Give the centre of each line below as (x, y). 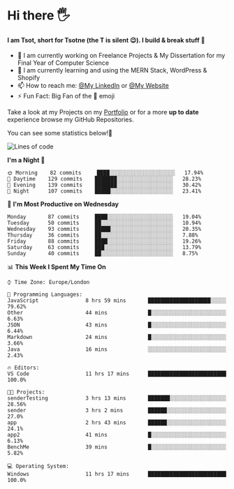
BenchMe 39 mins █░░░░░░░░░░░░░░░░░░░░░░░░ (117, 447)
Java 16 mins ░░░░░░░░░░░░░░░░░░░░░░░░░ (117, 349)
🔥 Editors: (23, 368)
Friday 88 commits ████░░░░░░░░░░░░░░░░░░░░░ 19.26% (104, 241)
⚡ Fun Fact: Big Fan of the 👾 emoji (66, 96)
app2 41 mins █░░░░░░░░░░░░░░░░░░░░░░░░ (117, 435)
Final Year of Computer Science (63, 63)
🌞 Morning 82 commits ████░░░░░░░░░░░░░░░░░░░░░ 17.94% (105, 173)
